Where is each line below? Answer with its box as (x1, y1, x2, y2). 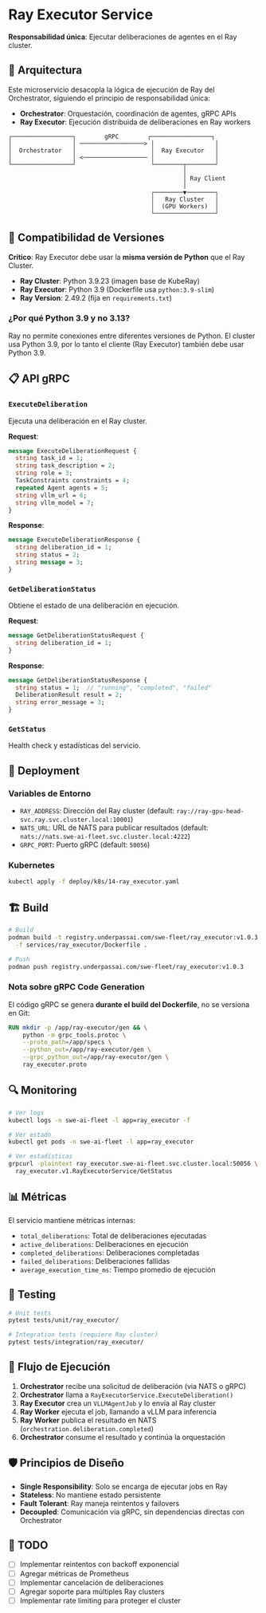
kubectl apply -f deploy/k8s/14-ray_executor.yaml (8, 878, 180, 886)
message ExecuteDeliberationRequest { (8, 447, 137, 455)
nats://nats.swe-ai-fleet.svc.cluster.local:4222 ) (19, 832, 191, 841)
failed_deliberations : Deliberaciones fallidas (19, 1256, 170, 1265)
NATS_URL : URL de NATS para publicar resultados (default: (19, 823, 209, 832)
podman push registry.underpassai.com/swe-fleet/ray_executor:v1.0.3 (8, 962, 244, 970)
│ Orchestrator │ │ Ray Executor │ (8, 146, 219, 155)
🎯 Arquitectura (8, 64, 83, 77)
